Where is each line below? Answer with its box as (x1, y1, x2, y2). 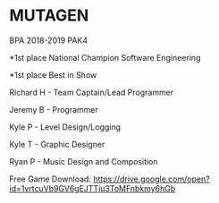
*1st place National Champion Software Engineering (9, 52, 201, 63)
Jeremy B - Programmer (9, 104, 98, 114)
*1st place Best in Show (9, 69, 97, 80)
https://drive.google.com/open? (93, 173, 210, 184)
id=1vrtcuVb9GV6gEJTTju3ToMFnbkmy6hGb (9, 182, 176, 193)
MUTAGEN (9, 5, 89, 26)
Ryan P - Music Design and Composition (9, 156, 158, 166)
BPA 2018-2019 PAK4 (9, 35, 88, 46)
